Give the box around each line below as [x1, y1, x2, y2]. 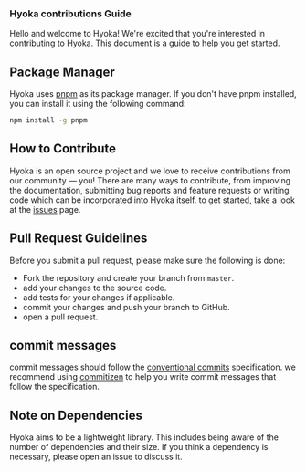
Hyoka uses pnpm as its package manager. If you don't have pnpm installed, [9, 89, 297, 99]
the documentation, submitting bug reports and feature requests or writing [9, 184, 290, 195]
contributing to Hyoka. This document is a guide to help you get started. [9, 37, 280, 48]
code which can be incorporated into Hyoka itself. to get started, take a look [9, 194, 295, 205]
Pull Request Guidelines [9, 231, 148, 246]
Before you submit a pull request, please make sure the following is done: [9, 255, 286, 266]
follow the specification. [9, 382, 100, 392]
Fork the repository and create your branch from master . [22, 272, 235, 283]
